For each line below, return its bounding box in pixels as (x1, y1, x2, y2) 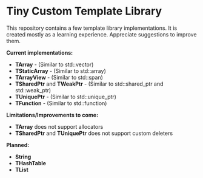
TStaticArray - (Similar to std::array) (15, 67, 106, 74)
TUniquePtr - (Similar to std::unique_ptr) (15, 93, 117, 100)
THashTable (15, 159, 47, 166)
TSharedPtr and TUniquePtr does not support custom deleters (15, 129, 173, 137)
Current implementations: (6, 49, 73, 56)
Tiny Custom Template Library (6, 4, 162, 18)
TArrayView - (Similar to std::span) (15, 74, 103, 81)
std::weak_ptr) (15, 86, 52, 94)
